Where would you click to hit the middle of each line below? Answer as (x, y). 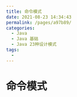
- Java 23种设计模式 (34, 45)
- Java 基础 (25, 39)
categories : (20, 28)
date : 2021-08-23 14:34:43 (39, 17)
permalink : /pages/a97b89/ (39, 22)
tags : (13, 50)
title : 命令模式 (24, 11)
